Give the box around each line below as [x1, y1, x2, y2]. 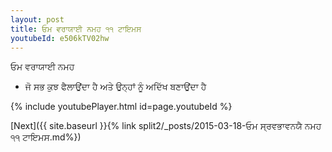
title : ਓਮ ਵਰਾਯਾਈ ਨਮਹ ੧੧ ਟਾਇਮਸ [10, 24, 142, 34]
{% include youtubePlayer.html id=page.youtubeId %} [10, 101, 233, 113]
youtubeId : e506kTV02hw [10, 33, 110, 43]
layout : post [10, 14, 65, 25]
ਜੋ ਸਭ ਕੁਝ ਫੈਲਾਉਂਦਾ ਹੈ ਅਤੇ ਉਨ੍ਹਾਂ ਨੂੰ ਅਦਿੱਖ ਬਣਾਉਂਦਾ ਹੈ [24, 81, 207, 93]
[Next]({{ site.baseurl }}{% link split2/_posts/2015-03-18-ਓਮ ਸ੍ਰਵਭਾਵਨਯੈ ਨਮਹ [10, 120, 322, 132]
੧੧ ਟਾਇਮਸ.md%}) [10, 131, 82, 143]
